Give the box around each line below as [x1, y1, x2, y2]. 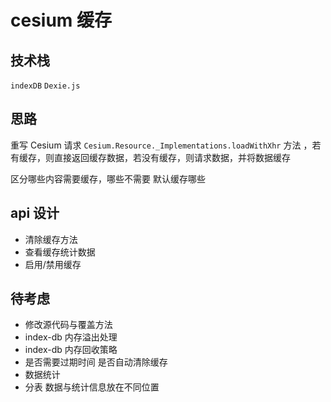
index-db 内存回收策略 [24, 344, 118, 356]
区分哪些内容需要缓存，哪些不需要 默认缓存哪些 [10, 172, 206, 185]
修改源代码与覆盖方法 [24, 319, 113, 331]
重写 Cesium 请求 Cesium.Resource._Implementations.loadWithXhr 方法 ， [10, 139, 313, 151]
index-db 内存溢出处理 [24, 331, 118, 343]
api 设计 [10, 205, 60, 222]
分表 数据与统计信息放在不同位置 [24, 381, 160, 393]
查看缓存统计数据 [24, 246, 96, 258]
